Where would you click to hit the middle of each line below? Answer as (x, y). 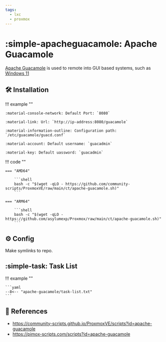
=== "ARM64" (17, 202)
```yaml (13, 287)
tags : (11, 10)
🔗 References (26, 311)
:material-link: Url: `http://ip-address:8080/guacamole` (67, 122)
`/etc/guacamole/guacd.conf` (35, 135)
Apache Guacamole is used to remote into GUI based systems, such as (78, 68)
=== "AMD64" (17, 171)
